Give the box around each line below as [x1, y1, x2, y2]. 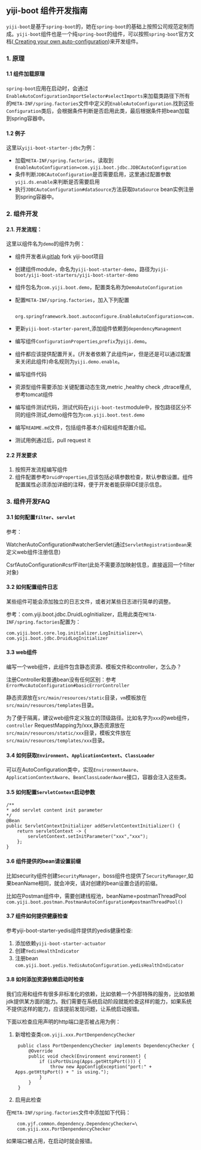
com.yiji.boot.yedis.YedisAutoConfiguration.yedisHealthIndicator [14, 962, 184, 968]
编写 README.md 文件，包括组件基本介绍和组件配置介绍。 [14, 424, 150, 431]
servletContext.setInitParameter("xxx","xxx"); [28, 834, 148, 840]
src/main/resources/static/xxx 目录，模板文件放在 [6, 729, 132, 736]
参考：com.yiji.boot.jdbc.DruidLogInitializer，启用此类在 [6, 610, 144, 618]
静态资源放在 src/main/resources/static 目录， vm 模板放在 [6, 694, 147, 701]
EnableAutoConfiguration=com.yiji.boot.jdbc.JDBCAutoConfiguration [14, 164, 187, 171]
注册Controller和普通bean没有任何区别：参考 [6, 676, 117, 683]
